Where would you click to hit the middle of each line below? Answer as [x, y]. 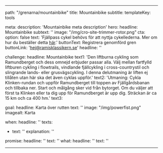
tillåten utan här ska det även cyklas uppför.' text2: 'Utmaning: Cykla [73, 77]
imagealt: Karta [20, 113]
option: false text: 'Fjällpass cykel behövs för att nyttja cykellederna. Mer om [81, 37]
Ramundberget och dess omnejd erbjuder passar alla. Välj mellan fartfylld [78, 62]
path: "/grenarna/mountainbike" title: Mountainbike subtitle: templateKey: [78, 12]
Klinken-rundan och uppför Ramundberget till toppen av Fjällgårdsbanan [77, 83]
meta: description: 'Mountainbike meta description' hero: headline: [72, 27]
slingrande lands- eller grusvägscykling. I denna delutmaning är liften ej [76, 72]
